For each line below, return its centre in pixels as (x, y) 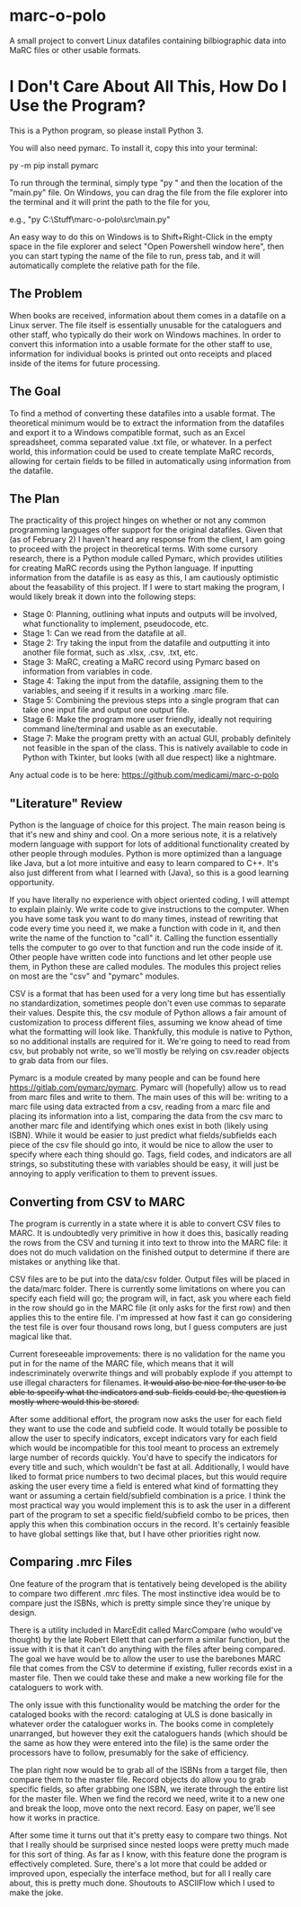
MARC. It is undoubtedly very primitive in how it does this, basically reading (149, 1232)
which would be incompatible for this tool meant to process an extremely (144, 1447)
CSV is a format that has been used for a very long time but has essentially (147, 994)
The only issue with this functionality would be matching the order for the (145, 1705)
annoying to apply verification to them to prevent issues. (114, 1174)
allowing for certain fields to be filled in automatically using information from (150, 461)
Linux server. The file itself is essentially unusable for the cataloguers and (146, 325)
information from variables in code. (87, 672)
